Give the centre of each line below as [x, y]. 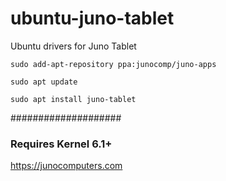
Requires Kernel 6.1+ [61, 144]
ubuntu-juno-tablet [92, 18]
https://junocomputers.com [66, 166]
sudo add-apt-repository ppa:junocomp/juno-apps [113, 64]
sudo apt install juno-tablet [73, 99]
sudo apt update [44, 82]
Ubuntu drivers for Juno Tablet [73, 46]
